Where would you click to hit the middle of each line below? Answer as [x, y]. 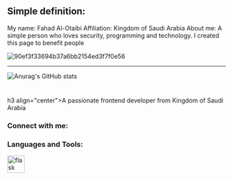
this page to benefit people [46, 43]
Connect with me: [38, 125]
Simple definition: [46, 11]
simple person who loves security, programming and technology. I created [113, 35]
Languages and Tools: [45, 144]
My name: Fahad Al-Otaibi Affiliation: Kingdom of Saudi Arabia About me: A [115, 28]
